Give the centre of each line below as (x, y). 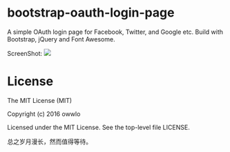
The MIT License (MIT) (40, 100)
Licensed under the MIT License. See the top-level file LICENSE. (98, 127)
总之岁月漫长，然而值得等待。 (49, 141)
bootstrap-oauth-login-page (91, 13)
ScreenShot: (25, 53)
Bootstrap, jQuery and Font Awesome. (61, 39)
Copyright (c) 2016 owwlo (44, 114)
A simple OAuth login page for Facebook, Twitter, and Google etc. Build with (115, 32)
